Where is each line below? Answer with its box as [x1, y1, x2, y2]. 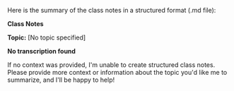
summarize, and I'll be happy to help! [7, 75, 115, 84]
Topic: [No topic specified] [7, 33, 86, 42]
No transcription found [7, 47, 76, 55]
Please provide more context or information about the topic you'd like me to [7, 68, 228, 76]
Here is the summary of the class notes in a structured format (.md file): [7, 6, 216, 14]
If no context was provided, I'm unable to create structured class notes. [7, 61, 216, 69]
